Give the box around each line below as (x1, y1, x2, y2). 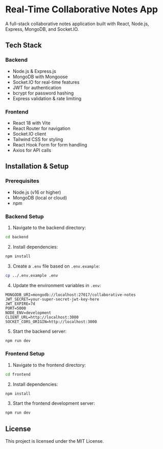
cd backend (5, 234, 29, 239)
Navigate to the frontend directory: (12, 362, 86, 368)
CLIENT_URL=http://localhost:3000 (5, 314, 79, 320)
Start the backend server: (12, 328, 67, 334)
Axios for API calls (12, 147, 52, 153)
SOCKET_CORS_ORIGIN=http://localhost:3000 (5, 319, 97, 324)
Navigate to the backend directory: (12, 224, 86, 231)
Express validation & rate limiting (12, 95, 82, 101)
